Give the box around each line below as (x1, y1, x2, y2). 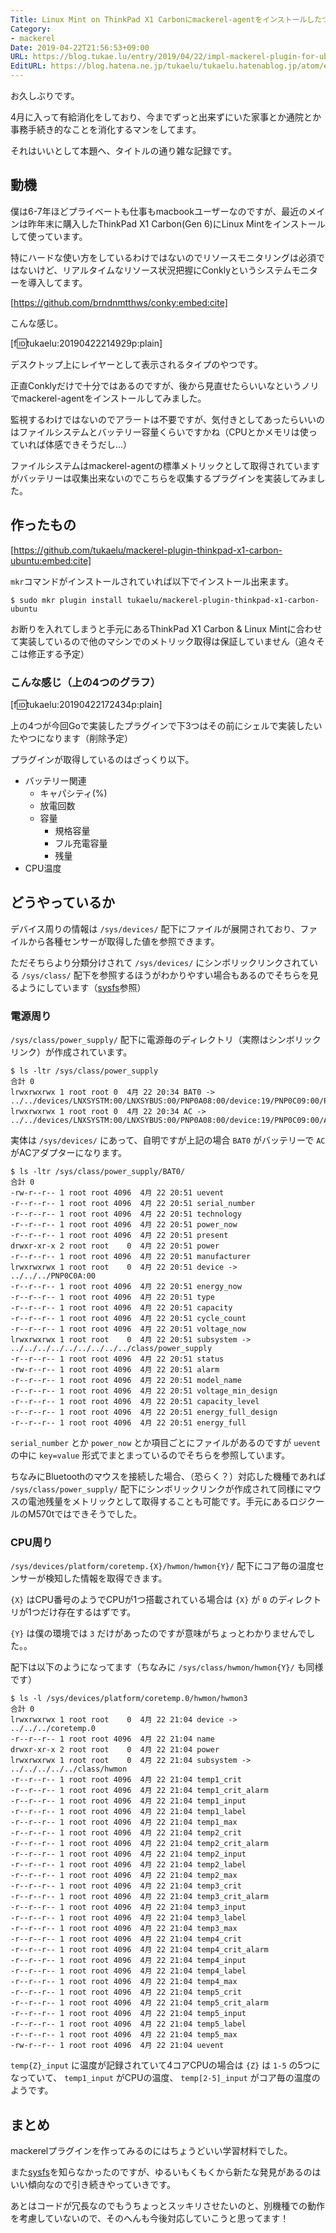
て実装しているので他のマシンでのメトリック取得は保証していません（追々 (10, 635, 317, 647)
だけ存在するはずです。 (39, 1606, 137, 1618)
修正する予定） (27, 647, 90, 660)
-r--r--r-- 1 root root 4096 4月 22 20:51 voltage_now (10, 1324, 247, 1335)
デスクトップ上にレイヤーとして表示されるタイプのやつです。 (10, 358, 263, 370)
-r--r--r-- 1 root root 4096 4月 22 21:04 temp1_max (10, 1817, 238, 1828)
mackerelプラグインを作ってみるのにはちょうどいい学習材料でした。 (10, 2145, 293, 2157)
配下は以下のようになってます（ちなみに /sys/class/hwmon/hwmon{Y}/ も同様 (10, 1661, 324, 1673)
